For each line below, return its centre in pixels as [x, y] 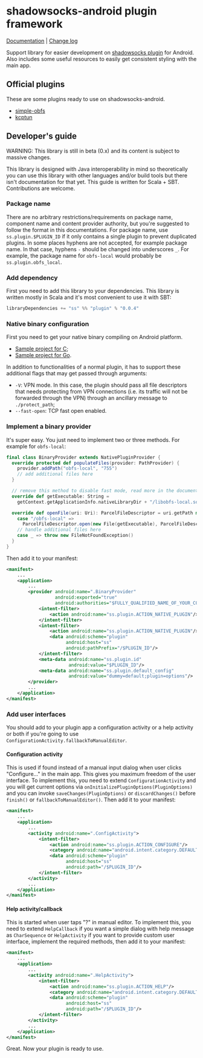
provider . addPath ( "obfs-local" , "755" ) [67, 468]
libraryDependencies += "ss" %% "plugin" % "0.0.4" [72, 309]
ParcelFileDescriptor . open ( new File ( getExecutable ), [90, 524]
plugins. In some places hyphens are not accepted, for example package [97, 243]
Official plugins [36, 84]
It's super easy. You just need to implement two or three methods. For [93, 439]
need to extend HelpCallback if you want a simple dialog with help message [100, 929]
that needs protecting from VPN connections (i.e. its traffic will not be [101, 392]
